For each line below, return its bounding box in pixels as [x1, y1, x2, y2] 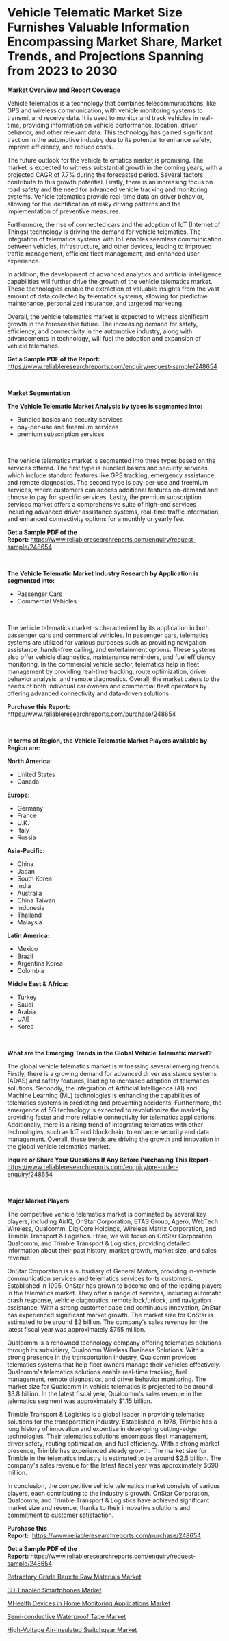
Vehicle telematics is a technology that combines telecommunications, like [7, 99, 217, 107]
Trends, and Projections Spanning [7, 49, 204, 64]
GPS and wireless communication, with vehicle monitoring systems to [7, 106, 203, 115]
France [16, 811, 38, 819]
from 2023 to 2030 [7, 63, 118, 79]
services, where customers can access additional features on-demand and [7, 486, 219, 494]
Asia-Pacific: [7, 846, 46, 854]
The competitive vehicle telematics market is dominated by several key [7, 1210, 206, 1218]
